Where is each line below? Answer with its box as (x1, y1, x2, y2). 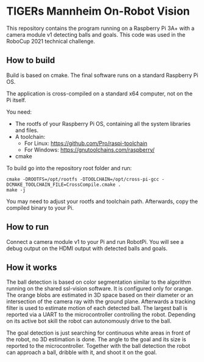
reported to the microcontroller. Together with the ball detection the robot (6, 342, 191, 350)
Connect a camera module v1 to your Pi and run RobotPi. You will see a (6, 238, 184, 245)
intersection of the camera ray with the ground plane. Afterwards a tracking (6, 298, 196, 305)
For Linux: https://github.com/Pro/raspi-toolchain (24, 139, 148, 147)
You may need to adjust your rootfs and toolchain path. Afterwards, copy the (6, 198, 198, 205)
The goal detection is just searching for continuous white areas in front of (6, 329, 191, 337)
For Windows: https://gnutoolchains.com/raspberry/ (24, 146, 155, 153)
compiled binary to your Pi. (6, 204, 74, 212)
